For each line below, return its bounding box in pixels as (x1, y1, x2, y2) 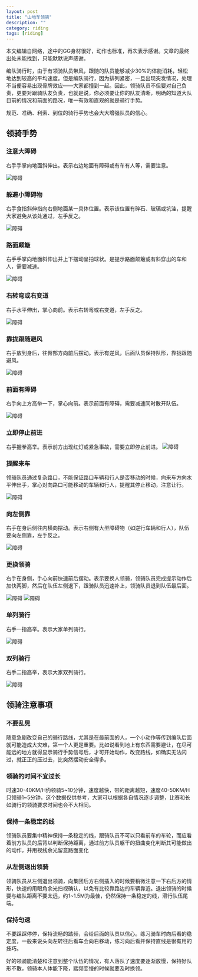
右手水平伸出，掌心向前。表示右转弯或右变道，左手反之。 (6, 306, 146, 313)
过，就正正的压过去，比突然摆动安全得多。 (6, 755, 110, 763)
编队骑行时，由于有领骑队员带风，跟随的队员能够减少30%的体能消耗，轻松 (6, 67, 189, 74)
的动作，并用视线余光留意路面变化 (6, 847, 89, 854)
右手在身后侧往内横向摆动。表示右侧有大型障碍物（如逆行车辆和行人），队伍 (6, 524, 190, 532)
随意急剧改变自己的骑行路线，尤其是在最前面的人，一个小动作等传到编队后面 (6, 734, 192, 741)
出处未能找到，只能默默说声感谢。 (6, 55, 89, 62)
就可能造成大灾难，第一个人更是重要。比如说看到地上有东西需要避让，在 (6, 741, 181, 748)
